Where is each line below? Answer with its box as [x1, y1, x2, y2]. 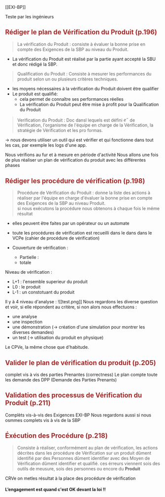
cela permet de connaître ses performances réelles [19, 96, 124, 102]
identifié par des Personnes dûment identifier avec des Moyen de [17, 455, 150, 461]
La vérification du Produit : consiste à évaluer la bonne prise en [17, 41, 145, 47]
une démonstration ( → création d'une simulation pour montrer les [12, 324, 145, 330]
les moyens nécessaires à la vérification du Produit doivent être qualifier [12, 85, 159, 91]
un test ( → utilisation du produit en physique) [12, 334, 104, 340]
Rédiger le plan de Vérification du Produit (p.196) [5, 28, 158, 37]
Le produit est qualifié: [12, 91, 58, 97]
